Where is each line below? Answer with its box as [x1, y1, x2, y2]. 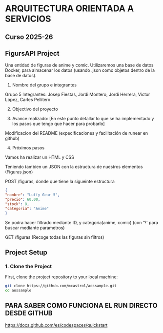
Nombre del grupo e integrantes [12, 82, 77, 88]
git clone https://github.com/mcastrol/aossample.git [5, 284, 117, 289]
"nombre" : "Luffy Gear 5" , [5, 192, 60, 198]
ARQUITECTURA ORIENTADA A [5, 3, 134, 14]
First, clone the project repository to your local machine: [5, 274, 118, 280]
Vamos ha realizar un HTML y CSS [5, 154, 75, 160]
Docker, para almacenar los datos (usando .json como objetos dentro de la [5, 67, 155, 73]
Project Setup [5, 249, 48, 257]
